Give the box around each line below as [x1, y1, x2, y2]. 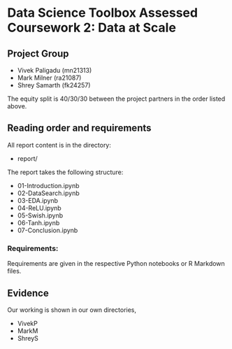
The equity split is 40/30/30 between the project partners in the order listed [7, 94, 226, 103]
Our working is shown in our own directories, [7, 306, 137, 314]
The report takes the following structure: [7, 168, 124, 176]
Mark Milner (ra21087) [17, 73, 82, 82]
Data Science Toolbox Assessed [7, 5, 198, 21]
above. [7, 102, 27, 110]
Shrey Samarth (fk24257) [17, 81, 91, 89]
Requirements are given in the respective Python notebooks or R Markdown [7, 259, 225, 268]
